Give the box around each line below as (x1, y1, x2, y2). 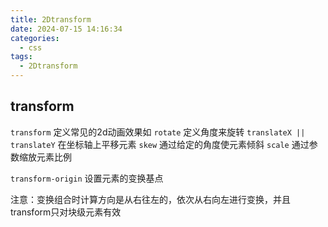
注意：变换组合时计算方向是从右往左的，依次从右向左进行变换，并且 (10, 193, 291, 205)
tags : (10, 52, 33, 62)
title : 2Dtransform (10, 14, 92, 25)
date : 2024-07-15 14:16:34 (10, 24, 123, 34)
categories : (10, 33, 60, 43)
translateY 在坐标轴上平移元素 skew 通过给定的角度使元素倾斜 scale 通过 (10, 138, 310, 150)
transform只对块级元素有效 (10, 206, 122, 218)
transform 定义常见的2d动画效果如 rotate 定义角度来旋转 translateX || (10, 126, 306, 138)
